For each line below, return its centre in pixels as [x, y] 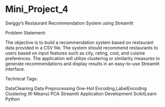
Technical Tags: [22, 78]
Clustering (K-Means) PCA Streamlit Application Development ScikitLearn [81, 93]
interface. [15, 69]
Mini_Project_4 [37, 9]
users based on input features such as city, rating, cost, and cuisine [75, 53]
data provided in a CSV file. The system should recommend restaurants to [81, 47]
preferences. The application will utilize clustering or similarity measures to [83, 58]
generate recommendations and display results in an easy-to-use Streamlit [82, 63]
